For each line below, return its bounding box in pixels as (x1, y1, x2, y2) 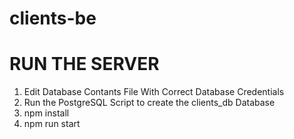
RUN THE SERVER (9, 53, 160, 76)
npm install (23, 107, 70, 119)
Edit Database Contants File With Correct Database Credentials (23, 86, 285, 98)
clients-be (9, 7, 97, 30)
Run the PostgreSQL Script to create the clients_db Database (23, 97, 276, 109)
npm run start (23, 118, 81, 130)
